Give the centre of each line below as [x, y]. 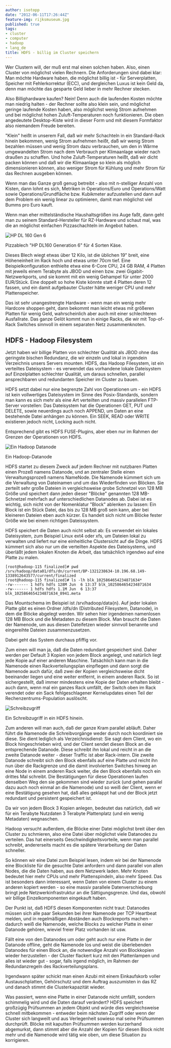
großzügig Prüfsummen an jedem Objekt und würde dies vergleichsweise [82, 1008]
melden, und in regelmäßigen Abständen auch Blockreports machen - [78, 919]
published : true [22, 24]
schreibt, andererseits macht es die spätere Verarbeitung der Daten [76, 845]
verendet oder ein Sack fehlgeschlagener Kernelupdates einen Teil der [79, 693]
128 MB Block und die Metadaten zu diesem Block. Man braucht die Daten [83, 619]
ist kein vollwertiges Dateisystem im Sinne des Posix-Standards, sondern [82, 395]
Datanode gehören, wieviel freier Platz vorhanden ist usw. [66, 929]
